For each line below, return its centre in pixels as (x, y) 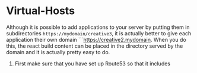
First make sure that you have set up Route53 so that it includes (93, 64)
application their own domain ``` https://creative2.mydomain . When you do (96, 39)
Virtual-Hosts (41, 11)
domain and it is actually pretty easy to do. (58, 52)
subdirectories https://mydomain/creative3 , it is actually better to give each (99, 33)
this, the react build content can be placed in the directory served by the (95, 46)
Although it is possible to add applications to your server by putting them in (98, 27)
